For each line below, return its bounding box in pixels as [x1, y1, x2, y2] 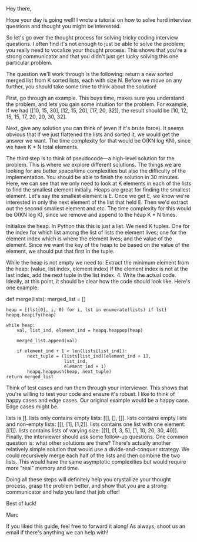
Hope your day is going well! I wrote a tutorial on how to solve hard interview [6, 16, 192, 23]
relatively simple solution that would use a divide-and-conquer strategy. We [6, 446, 190, 452]
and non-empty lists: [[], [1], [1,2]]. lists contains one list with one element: [6, 421, 186, 428]
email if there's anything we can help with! [6, 529, 109, 536]
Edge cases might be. [6, 403, 59, 410]
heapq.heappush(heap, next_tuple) [27, 369, 112, 375]
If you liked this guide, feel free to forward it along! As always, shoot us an [6, 523, 186, 530]
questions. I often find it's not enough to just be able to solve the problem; [6, 41, 185, 47]
